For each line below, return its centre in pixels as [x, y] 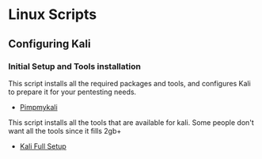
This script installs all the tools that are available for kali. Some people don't [131, 122]
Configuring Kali [49, 44]
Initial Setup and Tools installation [74, 66]
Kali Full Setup [43, 146]
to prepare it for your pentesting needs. [72, 92]
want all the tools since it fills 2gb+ [65, 131]
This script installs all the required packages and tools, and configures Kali [129, 83]
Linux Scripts [53, 15]
